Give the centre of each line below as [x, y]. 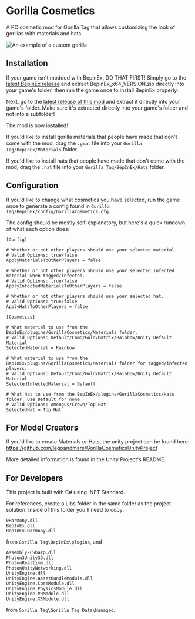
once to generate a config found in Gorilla [58, 206]
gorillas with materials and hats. [45, 33]
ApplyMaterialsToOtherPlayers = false [53, 260]
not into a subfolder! [31, 114]
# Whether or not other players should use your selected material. [92, 250]
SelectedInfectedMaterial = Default [51, 384]
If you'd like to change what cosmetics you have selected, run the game [93, 200]
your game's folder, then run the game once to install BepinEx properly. [92, 90]
